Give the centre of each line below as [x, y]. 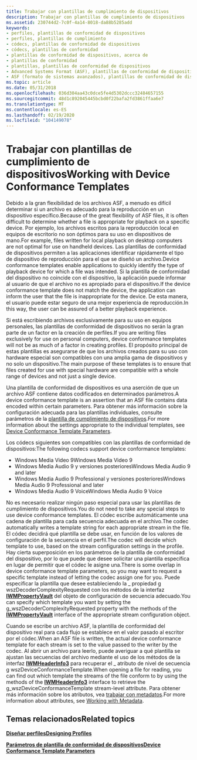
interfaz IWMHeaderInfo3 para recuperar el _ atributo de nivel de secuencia [98, 663]
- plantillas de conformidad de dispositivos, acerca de [77, 55]
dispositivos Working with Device [88, 174]
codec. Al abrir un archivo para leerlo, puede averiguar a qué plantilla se [93, 651]
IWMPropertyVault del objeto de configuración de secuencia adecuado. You [98, 596]
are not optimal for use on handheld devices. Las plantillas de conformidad [96, 247]
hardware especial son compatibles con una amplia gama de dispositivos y [97, 357]
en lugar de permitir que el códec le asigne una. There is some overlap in [94, 565]
